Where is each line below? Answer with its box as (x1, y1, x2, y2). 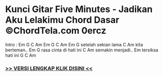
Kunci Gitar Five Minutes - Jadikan (5, 4, 153, 15)
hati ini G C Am (5, 52, 36, 58)
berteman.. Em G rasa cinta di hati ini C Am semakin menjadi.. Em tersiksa (5, 47, 158, 53)
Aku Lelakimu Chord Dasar (5, 14, 120, 26)
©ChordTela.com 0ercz (5, 25, 106, 36)
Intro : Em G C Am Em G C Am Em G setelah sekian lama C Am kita (5, 41, 143, 47)
